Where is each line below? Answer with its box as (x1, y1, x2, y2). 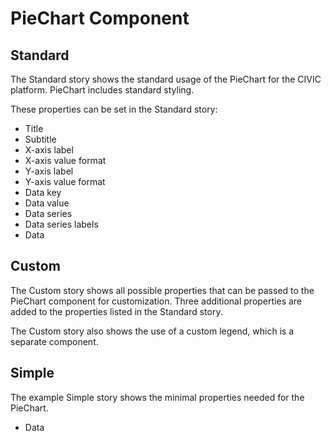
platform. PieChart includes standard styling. (10, 84, 195, 96)
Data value (24, 197, 70, 209)
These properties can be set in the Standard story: (10, 103, 218, 115)
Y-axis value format (24, 176, 106, 187)
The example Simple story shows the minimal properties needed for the (10, 391, 305, 403)
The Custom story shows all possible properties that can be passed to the (10, 284, 315, 296)
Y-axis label (24, 165, 74, 177)
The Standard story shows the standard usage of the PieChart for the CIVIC (10, 73, 322, 85)
